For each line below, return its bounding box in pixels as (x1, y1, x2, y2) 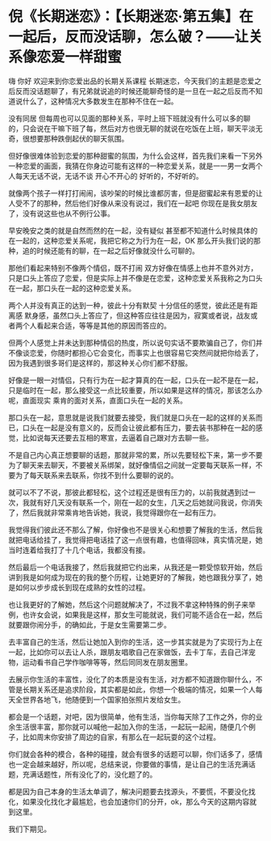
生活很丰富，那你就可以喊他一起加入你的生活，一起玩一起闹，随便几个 (15, 721, 248, 732)
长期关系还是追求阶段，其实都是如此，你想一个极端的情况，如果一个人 (22, 684, 256, 694)
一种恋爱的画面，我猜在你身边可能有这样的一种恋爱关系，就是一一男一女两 (8, 161, 256, 171)
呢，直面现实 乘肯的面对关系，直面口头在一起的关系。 (8, 395, 187, 405)
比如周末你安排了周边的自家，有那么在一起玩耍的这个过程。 (22, 732, 220, 742)
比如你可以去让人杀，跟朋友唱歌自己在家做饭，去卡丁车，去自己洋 (29, 647, 248, 657)
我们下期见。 (8, 824, 51, 834)
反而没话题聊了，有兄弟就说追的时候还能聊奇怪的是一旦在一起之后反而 (15, 86, 248, 95)
